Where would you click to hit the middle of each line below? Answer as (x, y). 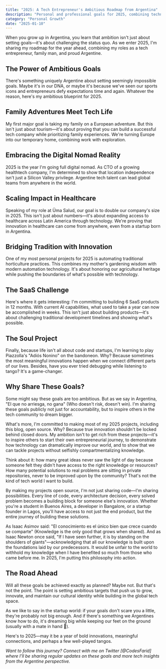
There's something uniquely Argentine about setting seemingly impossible (81, 81)
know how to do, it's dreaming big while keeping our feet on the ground (78, 621)
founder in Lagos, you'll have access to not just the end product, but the (79, 511)
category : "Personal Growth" (35, 19)
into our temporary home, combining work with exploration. (66, 139)
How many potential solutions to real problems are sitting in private (73, 470)
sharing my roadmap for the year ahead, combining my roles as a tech (77, 48)
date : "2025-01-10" (26, 23)
